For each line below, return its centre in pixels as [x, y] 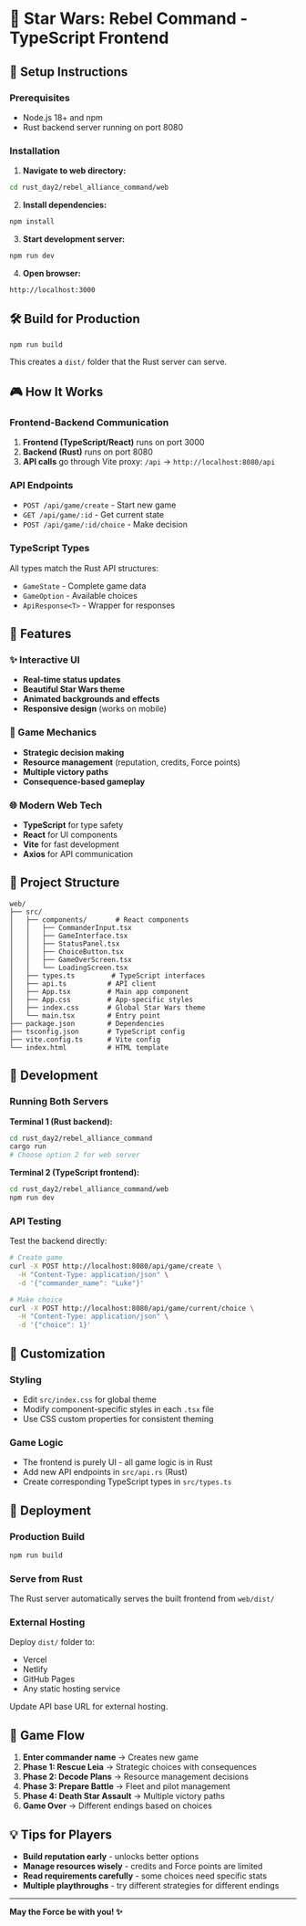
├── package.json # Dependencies [87, 1023]
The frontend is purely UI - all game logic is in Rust [117, 1462]
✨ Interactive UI [45, 660]
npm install [32, 222]
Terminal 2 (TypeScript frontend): [74, 1173]
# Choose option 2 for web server [75, 1155]
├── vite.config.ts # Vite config [85, 1040]
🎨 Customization [57, 1353]
